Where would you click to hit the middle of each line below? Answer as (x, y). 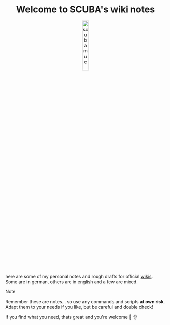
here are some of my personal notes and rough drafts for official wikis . (79, 276)
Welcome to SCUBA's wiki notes (86, 9)
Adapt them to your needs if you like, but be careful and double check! (79, 307)
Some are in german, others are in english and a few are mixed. (72, 282)
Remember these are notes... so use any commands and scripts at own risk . (85, 301)
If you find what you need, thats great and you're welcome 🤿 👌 (72, 317)
